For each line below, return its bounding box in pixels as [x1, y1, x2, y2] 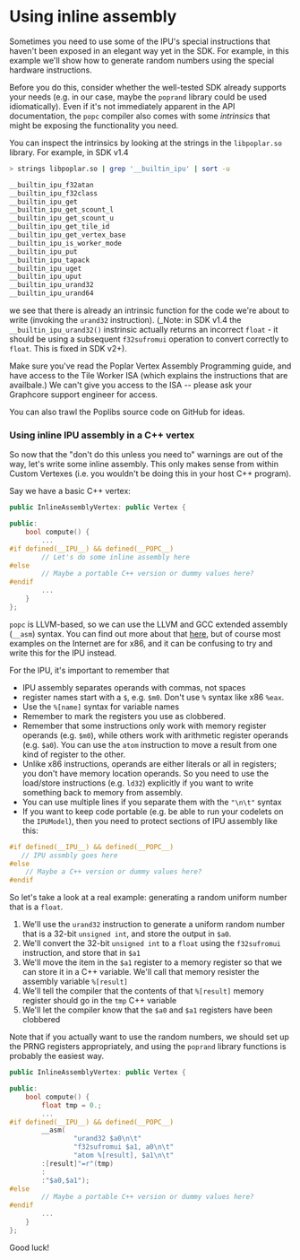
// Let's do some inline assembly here [41, 552, 191, 561]
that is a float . [9, 901, 64, 912]
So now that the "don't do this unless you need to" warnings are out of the [9, 449, 284, 460]
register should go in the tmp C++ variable [21, 995, 177, 1006]
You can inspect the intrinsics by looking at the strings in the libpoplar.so [9, 137, 282, 148]
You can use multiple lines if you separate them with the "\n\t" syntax [21, 796, 282, 807]
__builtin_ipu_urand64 [9, 289, 94, 298]
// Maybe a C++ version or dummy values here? [25, 867, 202, 876]
